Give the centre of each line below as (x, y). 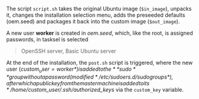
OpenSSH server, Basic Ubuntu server (68, 51)
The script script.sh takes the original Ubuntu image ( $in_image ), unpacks (99, 9)
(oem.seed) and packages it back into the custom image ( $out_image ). (93, 21)
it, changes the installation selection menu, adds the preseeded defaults (96, 15)
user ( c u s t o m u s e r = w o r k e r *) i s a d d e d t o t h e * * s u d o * (71, 70)
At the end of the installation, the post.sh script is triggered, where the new (99, 63)
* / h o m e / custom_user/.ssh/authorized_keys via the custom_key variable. (95, 89)
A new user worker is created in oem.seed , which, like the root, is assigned (99, 33)
